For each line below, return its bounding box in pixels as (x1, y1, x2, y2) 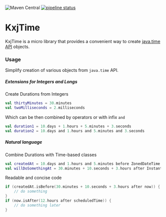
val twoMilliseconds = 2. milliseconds (5, 106, 85, 110)
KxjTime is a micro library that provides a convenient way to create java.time (5, 38, 161, 44)
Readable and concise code (5, 175, 62, 181)
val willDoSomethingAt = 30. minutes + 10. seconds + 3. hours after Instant (5, 166, 163, 171)
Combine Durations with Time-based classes (5, 152, 97, 158)
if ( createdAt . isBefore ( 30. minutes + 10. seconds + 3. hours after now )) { (5, 184, 161, 189)
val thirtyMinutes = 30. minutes (5, 101, 72, 106)
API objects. (5, 44, 30, 50)
